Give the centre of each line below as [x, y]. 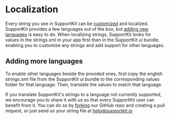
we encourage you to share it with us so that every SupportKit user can [80, 100]
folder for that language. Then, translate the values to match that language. [84, 84]
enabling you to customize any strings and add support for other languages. [85, 45]
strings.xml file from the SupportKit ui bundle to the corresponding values [82, 79]
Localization [32, 9]
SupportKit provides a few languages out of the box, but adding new [77, 29]
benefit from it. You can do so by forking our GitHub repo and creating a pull [85, 105]
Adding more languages [44, 62]
